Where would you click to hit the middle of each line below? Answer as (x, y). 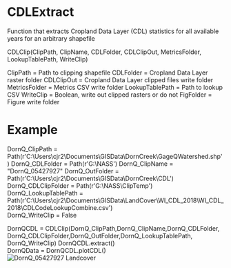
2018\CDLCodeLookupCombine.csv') (60, 207)
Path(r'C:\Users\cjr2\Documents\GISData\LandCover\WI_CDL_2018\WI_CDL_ (115, 200)
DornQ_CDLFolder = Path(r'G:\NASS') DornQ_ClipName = (92, 164)
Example (32, 130)
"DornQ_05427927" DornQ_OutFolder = (63, 171)
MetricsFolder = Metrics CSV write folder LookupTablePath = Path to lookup (115, 87)
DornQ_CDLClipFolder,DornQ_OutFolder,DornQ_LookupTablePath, (100, 236)
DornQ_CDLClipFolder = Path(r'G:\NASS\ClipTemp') (80, 185)
